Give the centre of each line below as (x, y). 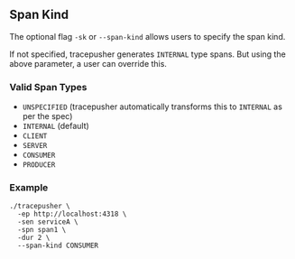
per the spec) (47, 116)
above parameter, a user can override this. (88, 63)
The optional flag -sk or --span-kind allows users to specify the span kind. (147, 36)
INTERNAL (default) (56, 126)
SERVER (35, 146)
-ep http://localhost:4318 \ (72, 214)
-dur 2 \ (34, 238)
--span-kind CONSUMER (58, 246)
